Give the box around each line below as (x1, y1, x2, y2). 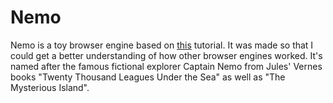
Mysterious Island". (10, 81, 90, 93)
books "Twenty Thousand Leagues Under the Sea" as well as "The (10, 71, 286, 83)
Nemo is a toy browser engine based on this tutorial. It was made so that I (10, 39, 314, 51)
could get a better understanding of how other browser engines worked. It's (10, 49, 323, 61)
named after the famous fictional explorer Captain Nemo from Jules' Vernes (10, 60, 323, 72)
